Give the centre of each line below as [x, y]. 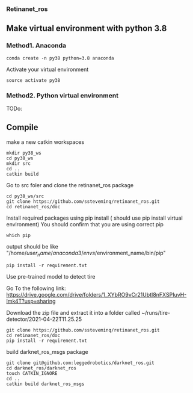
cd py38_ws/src [25, 196]
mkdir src [19, 163]
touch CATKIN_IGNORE [32, 373]
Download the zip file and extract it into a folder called [73, 312]
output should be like [32, 246]
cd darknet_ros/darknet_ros [41, 368]
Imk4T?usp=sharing [31, 301]
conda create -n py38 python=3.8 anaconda [60, 58]
